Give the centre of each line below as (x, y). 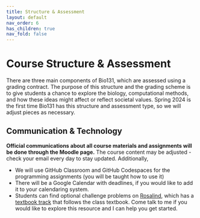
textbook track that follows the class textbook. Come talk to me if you (101, 202)
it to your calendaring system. (52, 189)
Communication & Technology (64, 131)
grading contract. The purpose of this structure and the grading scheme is (98, 87)
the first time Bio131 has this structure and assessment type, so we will (94, 106)
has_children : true (31, 29)
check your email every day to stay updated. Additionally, (77, 158)
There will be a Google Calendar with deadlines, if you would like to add (104, 183)
